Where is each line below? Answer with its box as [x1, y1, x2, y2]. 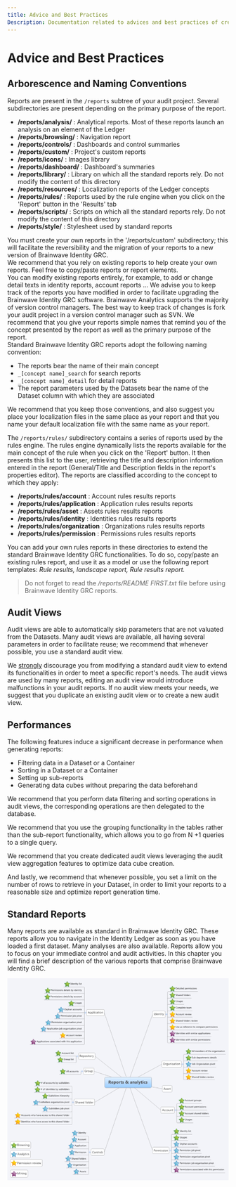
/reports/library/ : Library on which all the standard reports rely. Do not [17, 169, 224, 179]
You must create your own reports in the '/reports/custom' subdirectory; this [7, 235, 228, 244]
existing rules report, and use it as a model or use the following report [7, 557, 209, 566]
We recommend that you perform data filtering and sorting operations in [7, 795, 216, 803]
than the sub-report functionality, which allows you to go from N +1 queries [7, 831, 225, 839]
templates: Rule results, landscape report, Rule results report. [7, 565, 185, 573]
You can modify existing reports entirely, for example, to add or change [7, 273, 214, 281]
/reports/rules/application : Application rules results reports [17, 499, 193, 507]
